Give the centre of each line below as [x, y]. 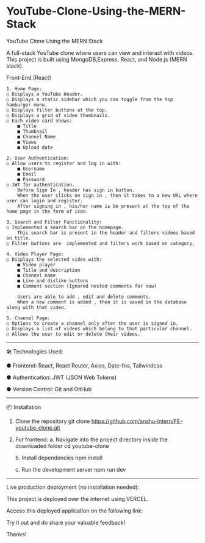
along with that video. [37, 307]
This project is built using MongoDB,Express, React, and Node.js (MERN [97, 59]
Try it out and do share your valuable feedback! [66, 522]
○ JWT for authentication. [41, 185]
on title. [19, 238]
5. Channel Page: [28, 318]
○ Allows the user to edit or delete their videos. [73, 334]
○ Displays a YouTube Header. [45, 94]
